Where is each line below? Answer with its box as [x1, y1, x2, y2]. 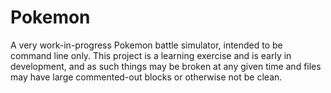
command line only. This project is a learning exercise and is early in [10, 49, 292, 61]
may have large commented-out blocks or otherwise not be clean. [10, 71, 283, 83]
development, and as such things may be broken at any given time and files [10, 60, 322, 72]
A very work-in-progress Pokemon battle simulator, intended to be [10, 39, 283, 51]
